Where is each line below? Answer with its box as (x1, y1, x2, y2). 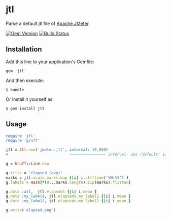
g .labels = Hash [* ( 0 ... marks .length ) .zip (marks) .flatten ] (6, 180, 131, 185)
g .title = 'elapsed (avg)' (6, 170, 63, 175)
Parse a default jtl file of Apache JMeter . (6, 20, 90, 26)
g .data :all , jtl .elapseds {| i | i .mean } (6, 189, 97, 194)
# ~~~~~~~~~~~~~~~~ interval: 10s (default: (6, 152, 160, 157)
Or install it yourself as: (6, 96, 54, 102)
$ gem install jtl (6, 106, 45, 111)
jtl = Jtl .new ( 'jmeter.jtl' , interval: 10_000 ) (6, 147, 109, 152)
